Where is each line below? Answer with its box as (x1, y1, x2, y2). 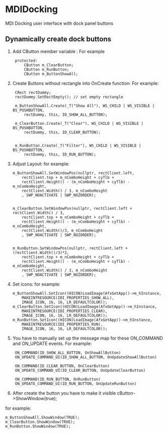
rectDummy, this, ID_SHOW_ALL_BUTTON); (24, 112, 108, 117)
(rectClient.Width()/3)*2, (12, 250, 69, 255)
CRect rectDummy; (15, 90, 51, 95)
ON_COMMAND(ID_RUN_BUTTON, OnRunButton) (15, 376, 101, 382)
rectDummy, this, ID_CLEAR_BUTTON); (24, 130, 101, 135)
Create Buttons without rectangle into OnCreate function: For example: (12, 80, 159, 86)
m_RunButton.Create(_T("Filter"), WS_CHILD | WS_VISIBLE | (15, 143, 141, 148)
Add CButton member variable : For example (12, 48, 105, 54)
